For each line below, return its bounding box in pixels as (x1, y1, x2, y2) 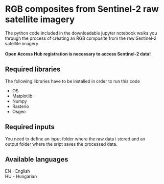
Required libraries (5, 65, 61, 74)
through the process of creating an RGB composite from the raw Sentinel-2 (5, 35, 157, 41)
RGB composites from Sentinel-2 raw (5, 3, 159, 15)
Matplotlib (12, 93, 33, 99)
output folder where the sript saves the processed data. (5, 141, 117, 147)
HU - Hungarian (5, 173, 37, 180)
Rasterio (12, 103, 29, 109)
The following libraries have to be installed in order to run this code (5, 78, 141, 84)
